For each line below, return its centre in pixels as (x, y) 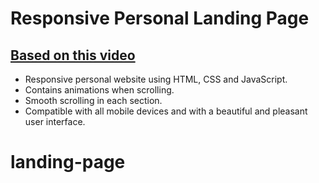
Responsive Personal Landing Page (160, 18)
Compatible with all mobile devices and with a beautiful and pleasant (166, 111)
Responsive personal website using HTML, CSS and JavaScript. (156, 79)
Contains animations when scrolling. (99, 90)
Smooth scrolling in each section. (93, 100)
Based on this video (73, 55)
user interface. (55, 121)
